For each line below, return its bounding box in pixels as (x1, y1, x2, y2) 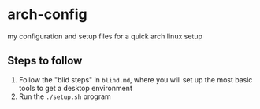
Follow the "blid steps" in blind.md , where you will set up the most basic (18, 74, 253, 84)
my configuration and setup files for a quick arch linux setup (7, 31, 202, 41)
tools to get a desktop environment (18, 83, 133, 93)
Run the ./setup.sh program (18, 92, 111, 101)
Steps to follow (7, 54, 83, 67)
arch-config (7, 5, 87, 24)
